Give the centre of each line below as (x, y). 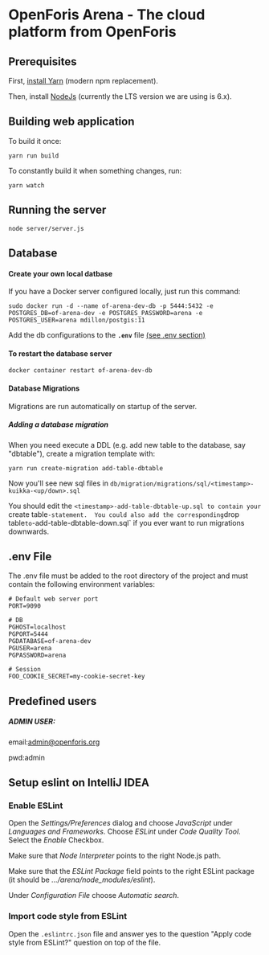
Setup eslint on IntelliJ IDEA (79, 783)
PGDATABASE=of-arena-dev (50, 641)
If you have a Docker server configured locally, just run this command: (124, 292)
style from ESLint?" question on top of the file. (85, 942)
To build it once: (35, 141)
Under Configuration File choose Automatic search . (94, 896)
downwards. (29, 531)
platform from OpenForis (92, 32)
